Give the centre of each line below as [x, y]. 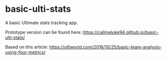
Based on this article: [27, 47]
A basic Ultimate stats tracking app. [42, 23]
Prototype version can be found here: [43, 32]
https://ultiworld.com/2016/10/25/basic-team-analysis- [106, 47]
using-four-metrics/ [25, 52]
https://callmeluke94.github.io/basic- [121, 32]
